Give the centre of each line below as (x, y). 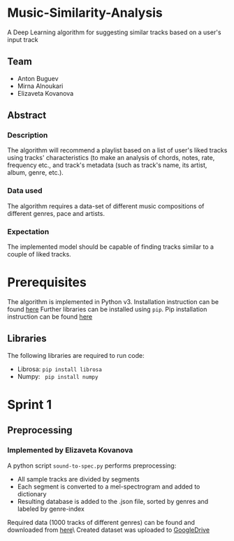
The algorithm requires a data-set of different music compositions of (106, 206)
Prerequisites (47, 283)
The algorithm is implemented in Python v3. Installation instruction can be (113, 301)
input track (23, 39)
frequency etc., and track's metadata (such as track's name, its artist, (107, 165)
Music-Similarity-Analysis (85, 13)
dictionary (32, 493)
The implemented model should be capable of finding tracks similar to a (111, 247)
